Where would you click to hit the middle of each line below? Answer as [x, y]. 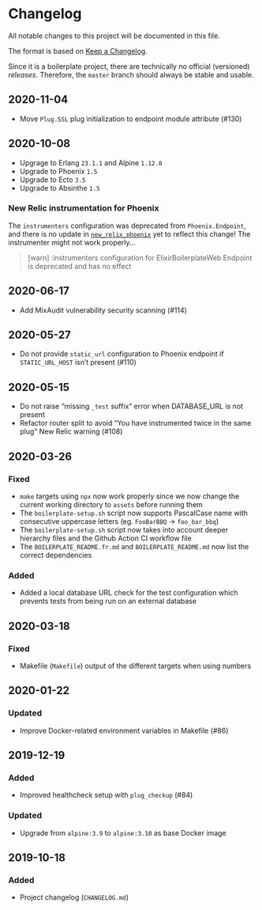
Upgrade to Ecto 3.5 [52, 180]
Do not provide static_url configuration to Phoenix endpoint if [122, 354]
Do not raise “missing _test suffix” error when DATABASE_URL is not [131, 406]
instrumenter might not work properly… [72, 242]
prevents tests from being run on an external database [108, 601]
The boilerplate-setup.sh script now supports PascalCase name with [134, 513]
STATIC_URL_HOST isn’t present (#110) [78, 362]
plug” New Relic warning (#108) [71, 431]
